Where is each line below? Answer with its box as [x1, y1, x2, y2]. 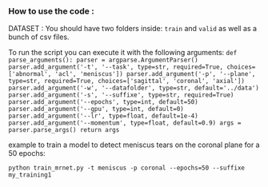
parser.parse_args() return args [8, 126, 120, 134]
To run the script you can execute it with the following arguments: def [8, 48, 238, 58]
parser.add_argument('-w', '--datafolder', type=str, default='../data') [8, 84, 260, 93]
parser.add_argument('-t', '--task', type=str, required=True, [8, 63, 224, 71]
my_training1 [8, 171, 52, 179]
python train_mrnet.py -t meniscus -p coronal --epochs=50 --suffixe [8, 164, 246, 173]
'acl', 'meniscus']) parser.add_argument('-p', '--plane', [54, 70, 256, 78]
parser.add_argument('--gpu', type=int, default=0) [8, 105, 184, 113]
